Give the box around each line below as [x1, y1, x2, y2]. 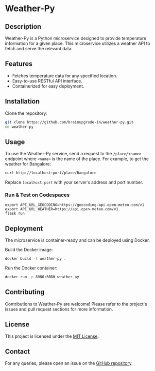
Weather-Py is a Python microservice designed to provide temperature [5, 35, 147, 41]
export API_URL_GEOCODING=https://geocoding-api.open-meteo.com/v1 [5, 203, 145, 207]
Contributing [5, 288, 45, 296]
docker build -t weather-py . [5, 256, 67, 261]
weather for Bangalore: [5, 161, 51, 167]
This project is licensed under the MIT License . [5, 333, 99, 339]
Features [5, 60, 33, 68]
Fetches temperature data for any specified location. [12, 73, 118, 79]
